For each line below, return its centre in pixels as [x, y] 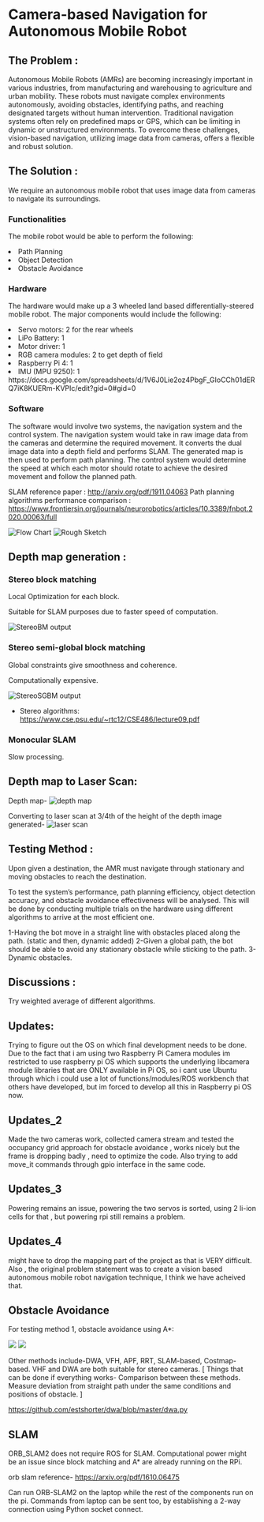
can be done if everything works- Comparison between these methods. [125, 1378]
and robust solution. [41, 146]
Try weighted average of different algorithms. [82, 1001]
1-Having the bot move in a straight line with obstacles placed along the [124, 932]
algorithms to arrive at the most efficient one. [82, 917]
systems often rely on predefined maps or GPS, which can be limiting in [124, 121]
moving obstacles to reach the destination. [78, 876]
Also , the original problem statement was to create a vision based [115, 1269]
